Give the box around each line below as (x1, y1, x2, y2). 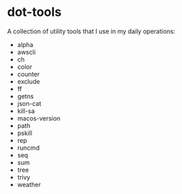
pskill (17, 129, 33, 137)
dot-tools (7, 4, 62, 20)
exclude (17, 77, 40, 85)
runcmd (17, 143, 40, 152)
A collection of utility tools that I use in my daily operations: (7, 27, 176, 35)
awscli (17, 48, 36, 56)
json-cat (17, 99, 42, 107)
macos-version (17, 114, 61, 122)
